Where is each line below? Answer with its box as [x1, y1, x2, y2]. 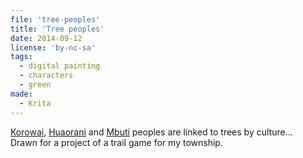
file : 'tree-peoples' [10, 14, 101, 25]
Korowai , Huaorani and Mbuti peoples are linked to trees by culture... [10, 126, 293, 138]
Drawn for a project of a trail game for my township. [10, 136, 223, 148]
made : [10, 89, 33, 99]
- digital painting [19, 61, 101, 71]
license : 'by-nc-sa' [10, 42, 97, 53]
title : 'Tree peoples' [10, 24, 105, 34]
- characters [19, 71, 74, 81]
